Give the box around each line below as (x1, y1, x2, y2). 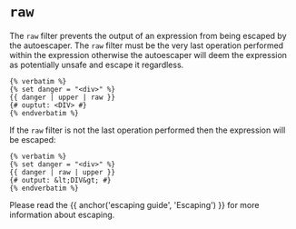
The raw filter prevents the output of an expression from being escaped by (9, 30, 288, 41)
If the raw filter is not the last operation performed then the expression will (9, 124, 286, 135)
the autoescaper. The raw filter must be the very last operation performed (9, 40, 284, 51)
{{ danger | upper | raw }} (9, 93, 116, 102)
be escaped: (9, 134, 56, 144)
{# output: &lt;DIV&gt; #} (9, 175, 112, 184)
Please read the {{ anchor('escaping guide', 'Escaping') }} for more (9, 199, 260, 210)
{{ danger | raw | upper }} (9, 167, 116, 176)
